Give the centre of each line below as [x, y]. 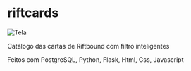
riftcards [33, 13]
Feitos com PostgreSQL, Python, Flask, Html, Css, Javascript [95, 59]
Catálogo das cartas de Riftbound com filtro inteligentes [88, 46]
